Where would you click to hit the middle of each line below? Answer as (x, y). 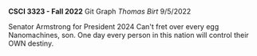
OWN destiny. (31, 43)
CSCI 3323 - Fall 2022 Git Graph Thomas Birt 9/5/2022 (100, 11)
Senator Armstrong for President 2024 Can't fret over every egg (114, 26)
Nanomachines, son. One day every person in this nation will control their (128, 35)
